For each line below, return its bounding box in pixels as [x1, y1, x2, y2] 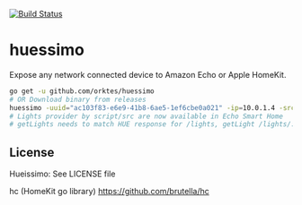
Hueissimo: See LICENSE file [9, 168, 116, 179]
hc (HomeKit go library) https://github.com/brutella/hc [9, 186, 209, 197]
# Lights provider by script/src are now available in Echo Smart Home [9, 112, 283, 121]
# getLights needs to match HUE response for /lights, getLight [9, 120, 255, 129]
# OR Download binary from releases [9, 95, 147, 104]
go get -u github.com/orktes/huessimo [9, 86, 155, 96]
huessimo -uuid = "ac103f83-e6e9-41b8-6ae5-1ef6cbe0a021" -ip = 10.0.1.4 [9, 103, 276, 112]
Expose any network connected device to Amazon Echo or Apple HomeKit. [9, 69, 287, 80]
